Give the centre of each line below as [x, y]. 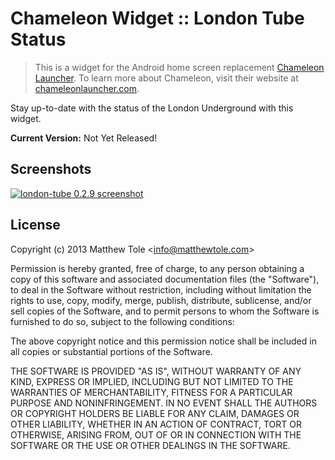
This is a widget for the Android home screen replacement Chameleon [179, 67]
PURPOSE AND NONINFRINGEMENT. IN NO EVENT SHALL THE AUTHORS [164, 403]
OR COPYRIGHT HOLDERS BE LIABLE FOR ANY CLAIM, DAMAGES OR [155, 413]
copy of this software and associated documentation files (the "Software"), [165, 279]
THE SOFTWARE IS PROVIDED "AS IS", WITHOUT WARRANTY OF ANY [156, 371]
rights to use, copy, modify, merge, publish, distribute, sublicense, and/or [161, 300]
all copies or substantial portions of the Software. [111, 351]
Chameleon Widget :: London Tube [157, 18]
